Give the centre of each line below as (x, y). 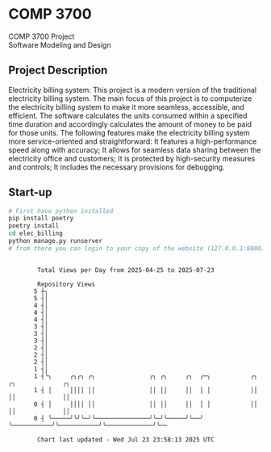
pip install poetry (41, 219)
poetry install (34, 226)
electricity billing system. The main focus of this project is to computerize (130, 98)
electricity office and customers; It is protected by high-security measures (132, 158)
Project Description (58, 71)
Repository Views (66, 284)
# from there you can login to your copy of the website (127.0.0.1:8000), (138, 248)
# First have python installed (61, 211)
